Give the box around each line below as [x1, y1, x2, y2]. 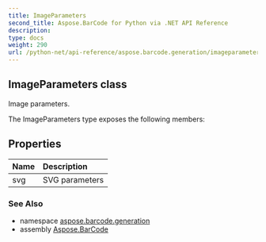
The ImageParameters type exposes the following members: [8, 114, 206, 124]
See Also [8, 198, 44, 209]
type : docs [8, 33, 44, 42]
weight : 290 [8, 41, 47, 49]
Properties [8, 137, 62, 151]
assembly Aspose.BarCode [19, 224, 108, 234]
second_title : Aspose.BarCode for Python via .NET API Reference [8, 19, 228, 27]
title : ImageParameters [8, 11, 87, 20]
